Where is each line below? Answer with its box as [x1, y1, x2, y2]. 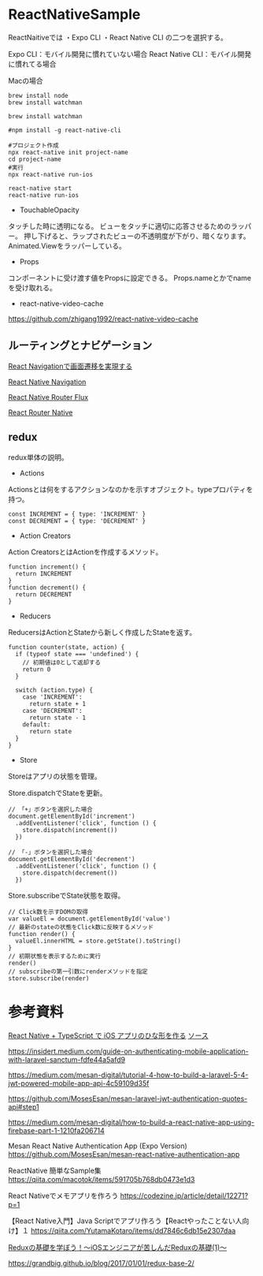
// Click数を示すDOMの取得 [8, 908, 88, 916]
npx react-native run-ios [8, 170, 93, 178]
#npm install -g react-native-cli [8, 126, 122, 134]
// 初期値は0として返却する [22, 659, 101, 666]
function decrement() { [8, 584, 87, 591]
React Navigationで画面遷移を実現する [8, 361, 133, 371]
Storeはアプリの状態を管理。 [8, 771, 102, 781]
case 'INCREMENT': [22, 692, 83, 701]
